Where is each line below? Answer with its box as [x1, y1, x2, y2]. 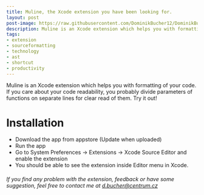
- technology [6, 48, 39, 55]
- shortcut [6, 59, 34, 65]
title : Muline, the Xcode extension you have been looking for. [6, 8, 172, 15]
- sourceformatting [6, 43, 56, 49]
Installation [6, 116, 64, 130]
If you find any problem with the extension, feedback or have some [6, 175, 174, 182]
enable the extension [15, 155, 68, 162]
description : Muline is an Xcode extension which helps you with [6, 25, 175, 32]
